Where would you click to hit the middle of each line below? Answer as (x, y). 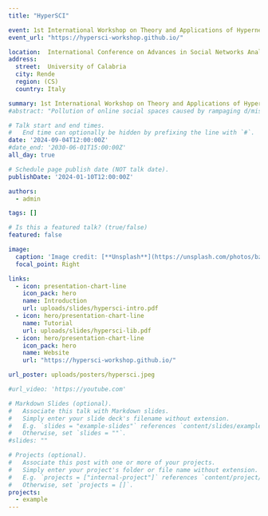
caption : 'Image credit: (57, 256)
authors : (23, 191)
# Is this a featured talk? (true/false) (78, 228)
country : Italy (41, 89)
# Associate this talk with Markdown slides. (89, 411)
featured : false (35, 235)
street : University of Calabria (71, 67)
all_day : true (32, 155)
